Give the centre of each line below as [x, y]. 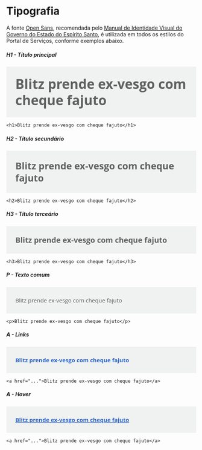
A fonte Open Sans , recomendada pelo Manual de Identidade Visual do [94, 28]
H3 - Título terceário [32, 214]
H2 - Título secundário [35, 139]
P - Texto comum [28, 275]
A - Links [18, 334]
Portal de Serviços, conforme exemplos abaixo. [65, 41]
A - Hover [19, 394]
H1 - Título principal [31, 54]
